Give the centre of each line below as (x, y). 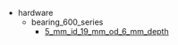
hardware (35, 13)
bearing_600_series (67, 22)
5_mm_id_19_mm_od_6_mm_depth (106, 31)
